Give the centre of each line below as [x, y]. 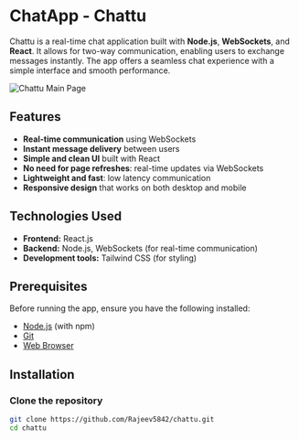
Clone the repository [56, 401]
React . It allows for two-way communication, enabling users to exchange [147, 50]
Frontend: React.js [58, 238]
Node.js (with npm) [59, 327]
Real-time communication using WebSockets [109, 139]
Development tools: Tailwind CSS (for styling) [110, 258]
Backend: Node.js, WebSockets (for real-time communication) [140, 248]
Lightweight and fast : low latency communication [117, 177]
